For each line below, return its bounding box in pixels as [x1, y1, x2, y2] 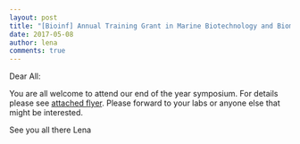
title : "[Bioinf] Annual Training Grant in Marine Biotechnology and [9, 21, 274, 30]
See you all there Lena [9, 124, 92, 135]
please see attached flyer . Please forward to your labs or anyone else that [9, 97, 280, 108]
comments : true [9, 47, 66, 55]
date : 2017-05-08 [9, 30, 74, 38]
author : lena [9, 38, 58, 47]
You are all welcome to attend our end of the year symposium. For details [9, 89, 279, 99]
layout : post [9, 13, 58, 22]
